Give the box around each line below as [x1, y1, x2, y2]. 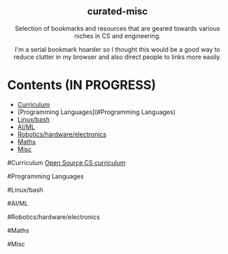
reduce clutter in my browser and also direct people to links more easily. [13, 52, 222, 61]
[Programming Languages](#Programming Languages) [17, 108, 176, 116]
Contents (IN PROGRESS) [7, 77, 156, 93]
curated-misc [87, 6, 148, 17]
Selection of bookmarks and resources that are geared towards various [15, 24, 220, 32]
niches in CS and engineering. [74, 31, 161, 40]
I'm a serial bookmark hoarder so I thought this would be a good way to [15, 45, 220, 53]
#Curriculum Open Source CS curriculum [7, 158, 126, 167]
